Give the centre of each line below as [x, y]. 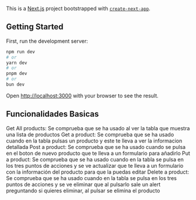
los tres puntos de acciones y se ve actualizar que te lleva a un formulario [95, 165]
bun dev [16, 84]
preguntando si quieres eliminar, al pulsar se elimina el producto [83, 191]
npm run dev [20, 52]
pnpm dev [17, 74]
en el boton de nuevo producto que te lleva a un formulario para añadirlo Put [98, 153]
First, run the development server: [47, 41]
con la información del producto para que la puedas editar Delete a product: [97, 172]
